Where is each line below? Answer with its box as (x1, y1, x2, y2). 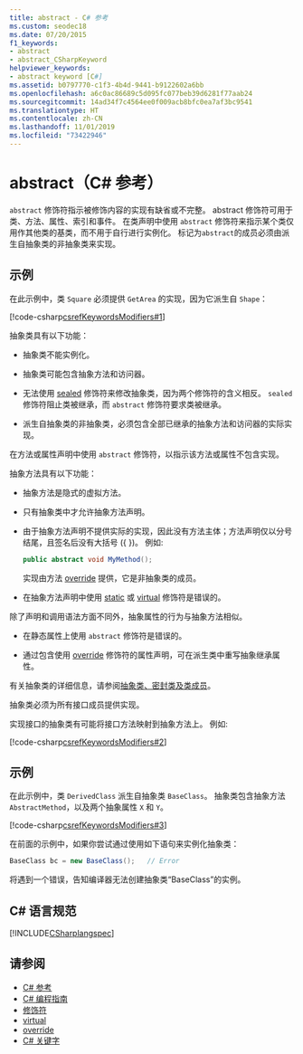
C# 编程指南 (22, 992, 68, 1004)
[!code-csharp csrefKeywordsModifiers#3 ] (9, 820, 167, 831)
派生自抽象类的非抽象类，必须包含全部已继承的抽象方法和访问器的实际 (22, 418, 285, 429)
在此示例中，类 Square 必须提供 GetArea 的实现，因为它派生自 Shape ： (9, 293, 269, 304)
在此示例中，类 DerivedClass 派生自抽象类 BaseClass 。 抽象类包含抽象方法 (9, 791, 287, 802)
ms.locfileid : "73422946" (9, 131, 107, 140)
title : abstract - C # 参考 (9, 13, 109, 23)
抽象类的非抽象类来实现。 (24, 238, 120, 249)
